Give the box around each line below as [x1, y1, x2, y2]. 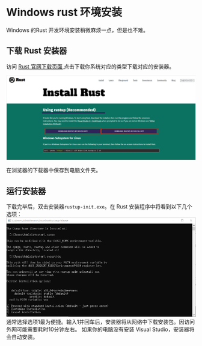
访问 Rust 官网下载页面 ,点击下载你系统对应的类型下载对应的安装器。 [6, 62, 175, 70]
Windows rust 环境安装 [6, 5, 123, 19]
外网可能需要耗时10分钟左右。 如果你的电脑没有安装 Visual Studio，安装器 [6, 326, 189, 333]
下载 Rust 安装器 [6, 46, 67, 56]
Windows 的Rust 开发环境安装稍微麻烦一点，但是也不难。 [6, 26, 149, 34]
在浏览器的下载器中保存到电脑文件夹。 [6, 166, 101, 174]
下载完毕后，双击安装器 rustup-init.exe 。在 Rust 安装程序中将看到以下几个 [6, 202, 192, 210]
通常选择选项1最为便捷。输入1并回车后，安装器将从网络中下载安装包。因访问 [6, 318, 195, 325]
